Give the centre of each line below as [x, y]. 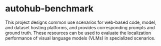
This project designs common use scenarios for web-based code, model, [81, 22]
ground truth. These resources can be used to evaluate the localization [78, 33]
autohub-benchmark [49, 9]
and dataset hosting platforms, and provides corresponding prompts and [80, 27]
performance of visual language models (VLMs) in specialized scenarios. [80, 38]
